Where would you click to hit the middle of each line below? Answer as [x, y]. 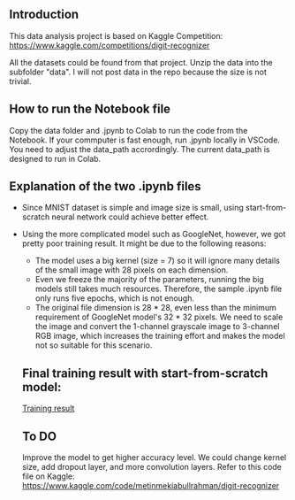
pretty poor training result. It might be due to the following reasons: [144, 243]
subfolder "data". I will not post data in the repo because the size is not [138, 72]
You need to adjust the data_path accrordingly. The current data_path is [140, 149]
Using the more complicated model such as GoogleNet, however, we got [154, 235]
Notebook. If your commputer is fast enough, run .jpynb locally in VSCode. [145, 140]
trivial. [20, 81]
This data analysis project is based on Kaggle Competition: [116, 35]
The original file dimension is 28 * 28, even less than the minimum [155, 308]
